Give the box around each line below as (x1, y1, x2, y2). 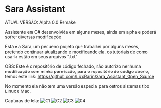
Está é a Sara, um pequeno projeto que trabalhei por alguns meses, (5, 43, 140, 49)
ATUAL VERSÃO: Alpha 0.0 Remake (5, 19, 76, 25)
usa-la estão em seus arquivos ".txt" (5, 54, 78, 59)
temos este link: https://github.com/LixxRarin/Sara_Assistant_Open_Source (5, 73, 154, 79)
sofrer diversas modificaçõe (5, 34, 62, 40)
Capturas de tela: (5, 97, 40, 103)
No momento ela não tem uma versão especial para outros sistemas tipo (5, 83, 150, 89)
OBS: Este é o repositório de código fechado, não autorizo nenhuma (5, 63, 141, 69)
